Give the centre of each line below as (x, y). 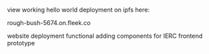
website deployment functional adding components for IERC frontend (105, 36)
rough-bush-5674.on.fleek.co (49, 23)
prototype (21, 43)
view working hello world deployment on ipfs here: (78, 10)
